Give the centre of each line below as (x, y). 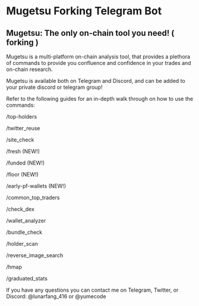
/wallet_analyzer (26, 221)
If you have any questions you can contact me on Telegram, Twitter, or (92, 290)
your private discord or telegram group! (54, 87)
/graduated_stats (27, 278)
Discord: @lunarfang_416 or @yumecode (56, 296)
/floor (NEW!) (22, 174)
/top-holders (22, 117)
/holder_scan (22, 244)
